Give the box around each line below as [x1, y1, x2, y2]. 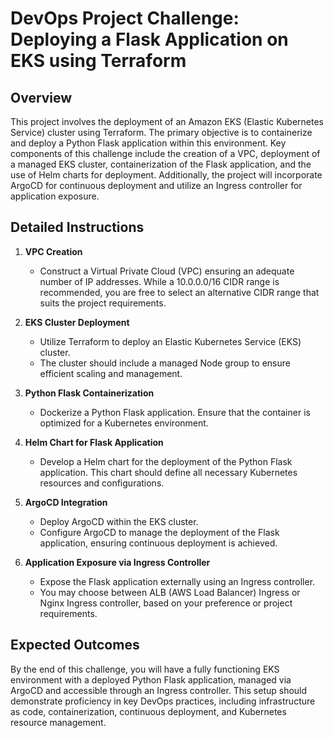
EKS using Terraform [10, 50, 187, 72]
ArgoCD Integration [24, 496, 108, 508]
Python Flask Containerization [24, 387, 155, 399]
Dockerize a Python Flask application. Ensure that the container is [39, 406, 311, 418]
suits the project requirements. [39, 297, 167, 309]
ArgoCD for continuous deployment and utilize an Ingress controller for [10, 180, 303, 191]
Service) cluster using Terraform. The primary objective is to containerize [10, 127, 313, 138]
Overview [10, 89, 73, 106]
